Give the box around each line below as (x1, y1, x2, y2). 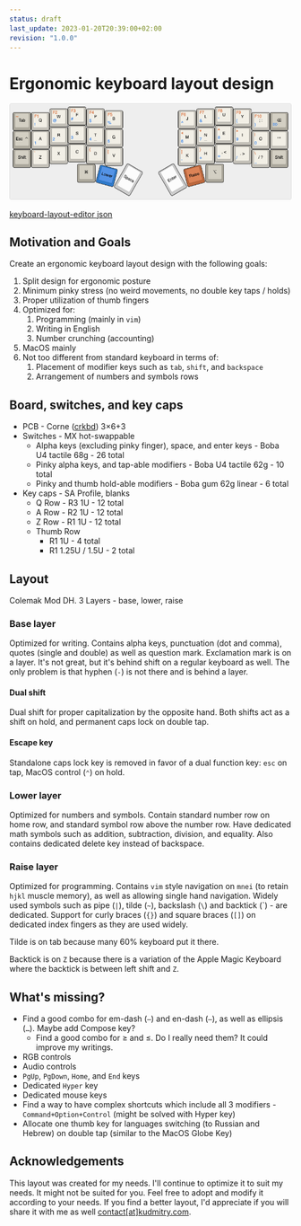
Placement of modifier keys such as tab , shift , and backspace (35, 362, 264, 373)
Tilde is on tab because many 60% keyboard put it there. (9, 937, 219, 948)
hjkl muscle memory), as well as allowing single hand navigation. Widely (9, 890, 279, 902)
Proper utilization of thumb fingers (21, 295, 150, 305)
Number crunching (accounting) (35, 333, 155, 344)
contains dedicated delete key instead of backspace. (9, 838, 204, 849)
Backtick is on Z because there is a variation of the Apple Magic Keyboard (9, 954, 282, 965)
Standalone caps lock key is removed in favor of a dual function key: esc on (9, 757, 288, 768)
